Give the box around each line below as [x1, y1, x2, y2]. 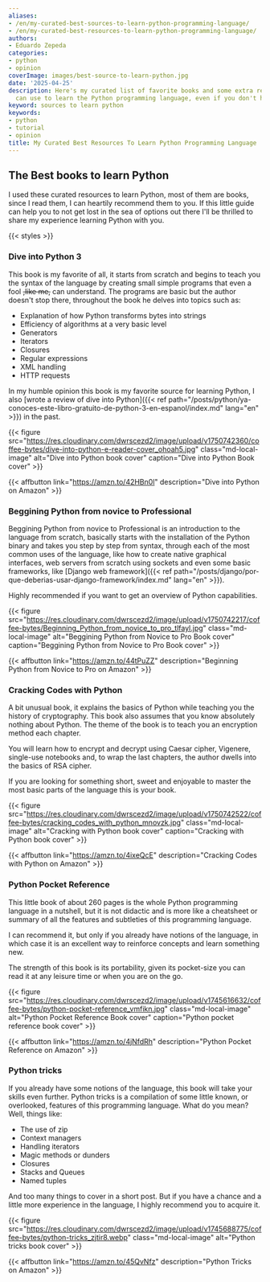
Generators [19, 327, 58, 338]
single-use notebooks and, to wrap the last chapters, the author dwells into [8, 752, 257, 762]
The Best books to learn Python [8, 168, 170, 182]
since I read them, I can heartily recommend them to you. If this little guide [8, 199, 255, 208]
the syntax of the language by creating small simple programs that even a [8, 278, 252, 288]
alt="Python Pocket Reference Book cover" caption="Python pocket [8, 1012, 235, 1022]
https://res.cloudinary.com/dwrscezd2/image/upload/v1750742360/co [27, 436, 260, 445]
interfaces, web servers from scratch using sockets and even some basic [8, 558, 252, 567]
